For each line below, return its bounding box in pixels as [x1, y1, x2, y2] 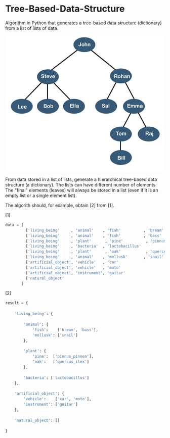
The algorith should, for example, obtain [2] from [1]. [5, 202, 115, 208]
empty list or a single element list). [5, 192, 77, 199]
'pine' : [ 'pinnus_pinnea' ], [32, 354, 94, 359]
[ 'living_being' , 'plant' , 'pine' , [25, 238, 148, 244]
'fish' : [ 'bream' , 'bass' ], [32, 327, 99, 332]
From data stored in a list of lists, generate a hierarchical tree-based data [5, 176, 157, 182]
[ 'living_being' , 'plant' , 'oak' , [25, 249, 148, 254]
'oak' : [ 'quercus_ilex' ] [32, 359, 90, 364]
